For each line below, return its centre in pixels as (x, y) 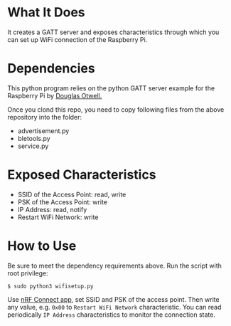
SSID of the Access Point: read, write (72, 194)
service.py (33, 146)
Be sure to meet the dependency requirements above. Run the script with (115, 265)
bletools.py (34, 138)
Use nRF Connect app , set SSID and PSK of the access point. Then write (113, 299)
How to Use (42, 246)
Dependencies (51, 69)
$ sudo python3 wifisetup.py (50, 286)
